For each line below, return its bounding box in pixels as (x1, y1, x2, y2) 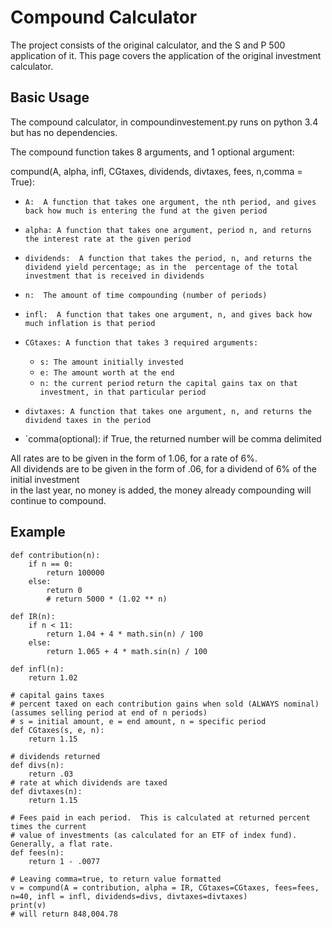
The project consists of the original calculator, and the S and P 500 (10, 39, 286, 51)
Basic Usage (10, 89, 90, 106)
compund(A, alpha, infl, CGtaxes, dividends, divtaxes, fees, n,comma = (10, 165, 303, 177)
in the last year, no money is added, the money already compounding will (10, 484, 312, 496)
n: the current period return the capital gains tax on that (39, 378, 298, 388)
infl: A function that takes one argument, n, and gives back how (24, 309, 312, 320)
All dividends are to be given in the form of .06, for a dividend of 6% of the (10, 462, 317, 475)
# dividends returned (10, 751, 101, 761)
